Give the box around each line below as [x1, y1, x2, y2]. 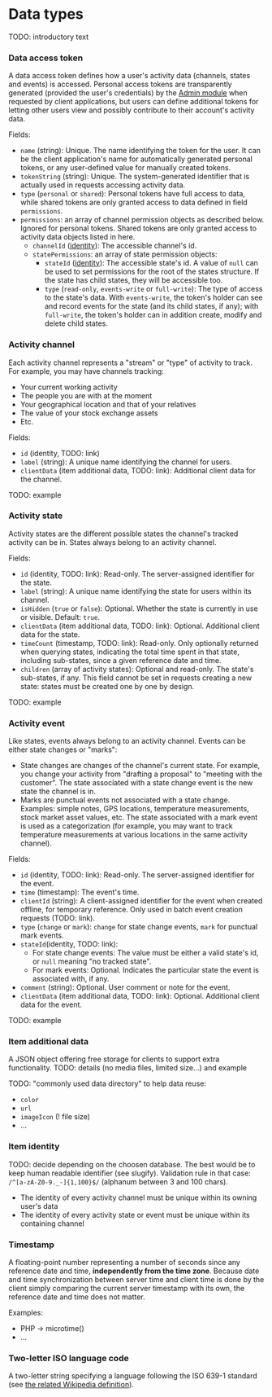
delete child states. [44, 318, 108, 328]
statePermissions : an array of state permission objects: [32, 249, 218, 259]
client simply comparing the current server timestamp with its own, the [8, 1284, 245, 1294]
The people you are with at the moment [19, 390, 153, 400]
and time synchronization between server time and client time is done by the [8, 1275, 265, 1285]
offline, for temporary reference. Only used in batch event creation [19, 905, 244, 915]
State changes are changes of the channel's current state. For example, [19, 761, 261, 771]
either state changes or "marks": [8, 745, 118, 754]
